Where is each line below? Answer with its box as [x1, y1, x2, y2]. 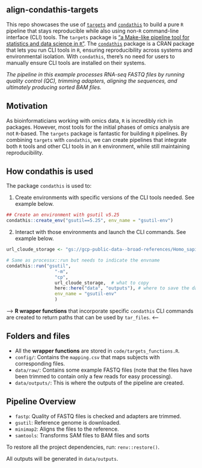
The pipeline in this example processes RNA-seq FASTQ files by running [6, 70, 185, 78]
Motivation [6, 101, 48, 111]
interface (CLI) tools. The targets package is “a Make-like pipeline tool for [6, 33, 190, 41]
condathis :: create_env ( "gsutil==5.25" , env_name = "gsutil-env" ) [6, 218, 173, 224]
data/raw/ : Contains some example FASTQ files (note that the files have [14, 366, 192, 374]
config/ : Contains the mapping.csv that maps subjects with [14, 353, 161, 360]
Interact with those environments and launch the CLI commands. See [14, 229, 186, 236]
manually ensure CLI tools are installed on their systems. [6, 59, 146, 66]
